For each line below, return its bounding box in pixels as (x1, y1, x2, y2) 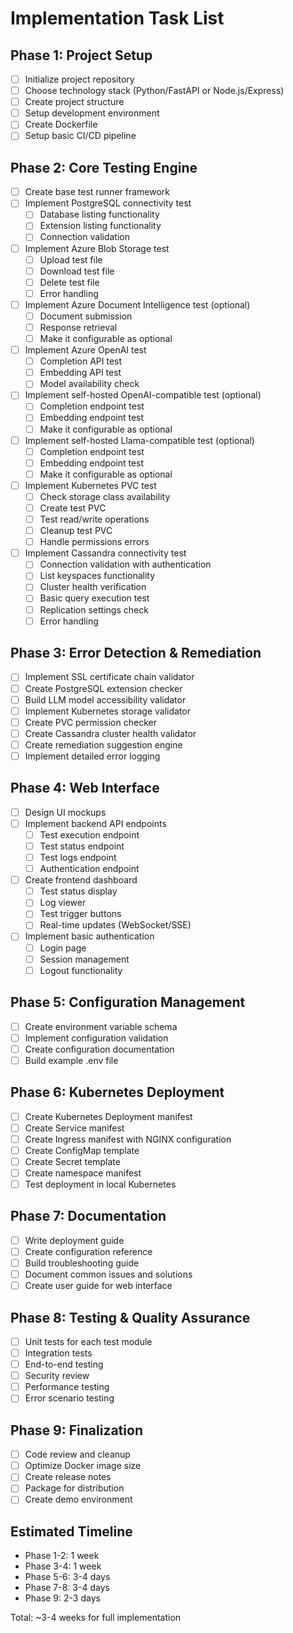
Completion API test (39, 355, 123, 367)
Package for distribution (24, 1482, 125, 1494)
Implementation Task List (10, 7, 225, 30)
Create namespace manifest (24, 1167, 142, 1179)
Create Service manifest (24, 1122, 125, 1134)
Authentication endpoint (39, 863, 140, 875)
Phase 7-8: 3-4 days (24, 1582, 110, 1594)
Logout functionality (39, 964, 123, 976)
